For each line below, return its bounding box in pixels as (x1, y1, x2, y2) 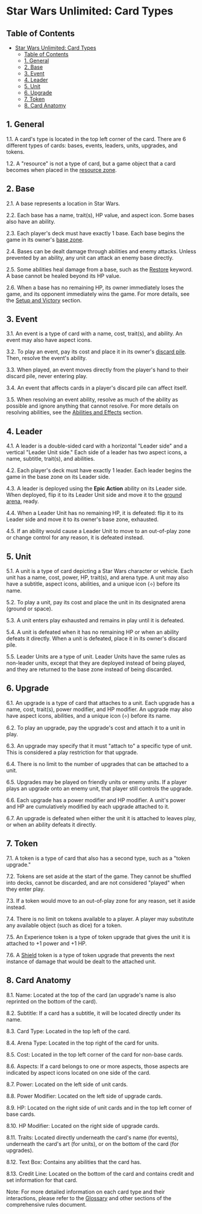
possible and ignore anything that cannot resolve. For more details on (6, 402, 179, 409)
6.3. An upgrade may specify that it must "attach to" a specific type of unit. (6, 742, 193, 749)
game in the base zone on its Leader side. (6, 473, 110, 481)
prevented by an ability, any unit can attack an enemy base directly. (6, 254, 174, 261)
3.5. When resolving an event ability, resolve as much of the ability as (6, 396, 178, 403)
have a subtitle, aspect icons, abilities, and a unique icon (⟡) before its (6, 580, 180, 587)
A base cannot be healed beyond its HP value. (6, 272, 121, 279)
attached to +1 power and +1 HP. (6, 940, 87, 947)
